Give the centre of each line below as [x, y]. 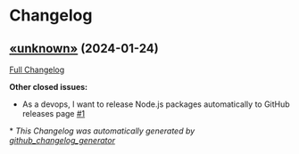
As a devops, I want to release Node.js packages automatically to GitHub [156, 104]
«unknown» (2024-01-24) [84, 49]
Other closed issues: [49, 87]
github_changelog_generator [62, 140]
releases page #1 [54, 113]
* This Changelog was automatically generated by [102, 131]
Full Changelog [37, 69]
